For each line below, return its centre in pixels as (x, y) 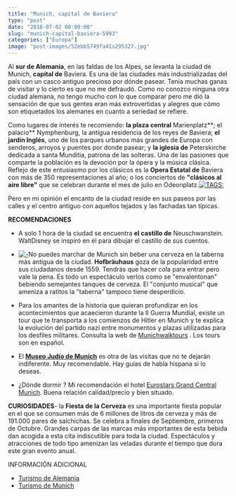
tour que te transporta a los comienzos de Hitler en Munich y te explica (121, 320)
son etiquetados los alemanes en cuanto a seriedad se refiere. (98, 111)
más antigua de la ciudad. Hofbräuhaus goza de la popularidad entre (118, 262)
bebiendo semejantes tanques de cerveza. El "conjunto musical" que (118, 284)
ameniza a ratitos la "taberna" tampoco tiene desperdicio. (101, 292)
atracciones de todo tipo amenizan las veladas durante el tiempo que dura (116, 443)
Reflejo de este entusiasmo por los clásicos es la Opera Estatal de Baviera (116, 170)
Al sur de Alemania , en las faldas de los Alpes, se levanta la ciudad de (110, 66)
